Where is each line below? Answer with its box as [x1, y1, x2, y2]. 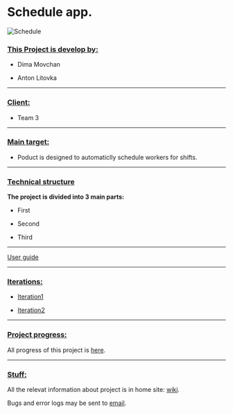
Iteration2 [17, 306, 45, 315]
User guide [7, 253, 40, 261]
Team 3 [17, 113, 40, 122]
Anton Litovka [17, 74, 58, 82]
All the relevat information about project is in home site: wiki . [7, 386, 180, 394]
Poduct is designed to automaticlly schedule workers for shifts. [17, 153, 198, 161]
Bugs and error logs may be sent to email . [7, 399, 127, 407]
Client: [7, 98, 31, 108]
